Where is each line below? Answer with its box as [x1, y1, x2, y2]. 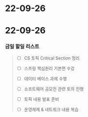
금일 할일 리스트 [5, 43, 40, 50]
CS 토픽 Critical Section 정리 [24, 55, 80, 61]
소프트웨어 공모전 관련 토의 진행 [24, 86, 84, 92]
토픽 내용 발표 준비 [24, 96, 59, 102]
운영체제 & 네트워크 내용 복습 [24, 106, 79, 112]
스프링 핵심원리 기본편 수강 [24, 65, 75, 71]
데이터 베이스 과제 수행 [24, 75, 67, 81]
